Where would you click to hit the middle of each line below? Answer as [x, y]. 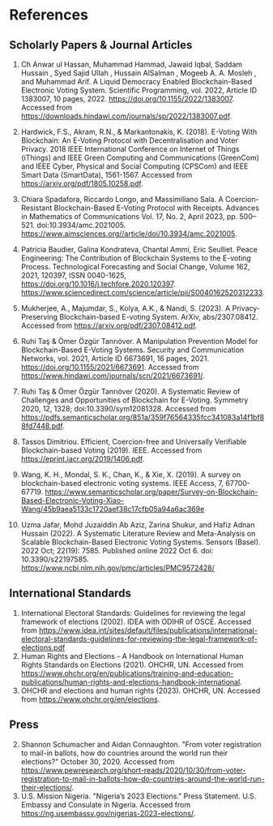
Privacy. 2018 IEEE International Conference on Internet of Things [130, 149]
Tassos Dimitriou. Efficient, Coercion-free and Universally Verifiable [134, 441]
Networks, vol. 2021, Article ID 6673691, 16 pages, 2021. [115, 358]
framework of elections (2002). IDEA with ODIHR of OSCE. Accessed [136, 622]
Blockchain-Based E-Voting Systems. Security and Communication [132, 350]
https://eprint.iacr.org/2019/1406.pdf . [83, 459]
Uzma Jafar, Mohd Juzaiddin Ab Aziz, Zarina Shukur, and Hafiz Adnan [138, 525]
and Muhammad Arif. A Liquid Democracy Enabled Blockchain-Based [136, 82]
